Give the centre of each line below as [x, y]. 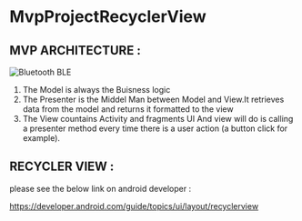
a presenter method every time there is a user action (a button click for [155, 128]
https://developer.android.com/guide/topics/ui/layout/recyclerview [134, 206]
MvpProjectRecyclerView [108, 17]
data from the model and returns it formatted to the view [128, 109]
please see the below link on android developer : [101, 188]
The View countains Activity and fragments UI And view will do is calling [158, 119]
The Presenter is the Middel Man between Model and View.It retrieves [153, 99]
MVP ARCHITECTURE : [75, 50]
